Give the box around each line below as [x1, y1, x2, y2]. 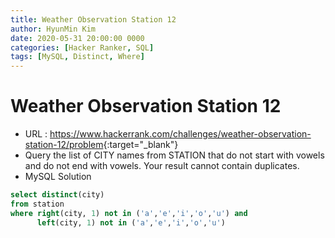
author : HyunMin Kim [10, 24, 97, 34]
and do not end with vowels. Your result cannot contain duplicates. [24, 160, 300, 172]
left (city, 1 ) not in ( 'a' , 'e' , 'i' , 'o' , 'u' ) [36, 217, 226, 228]
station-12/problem [24, 139, 104, 151]
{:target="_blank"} [103, 139, 179, 151]
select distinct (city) [10, 190, 105, 200]
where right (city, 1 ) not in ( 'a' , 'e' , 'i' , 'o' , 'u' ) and [10, 208, 248, 218]
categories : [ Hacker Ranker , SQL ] [10, 42, 155, 53]
